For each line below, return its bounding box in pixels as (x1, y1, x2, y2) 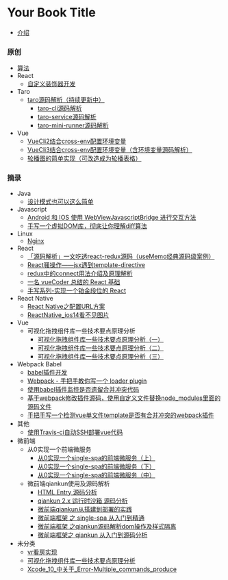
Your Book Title (7, 5, 96, 21)
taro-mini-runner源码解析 (37, 121, 110, 129)
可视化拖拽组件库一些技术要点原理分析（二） (37, 344, 164, 352)
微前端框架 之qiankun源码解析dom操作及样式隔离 (37, 522, 177, 530)
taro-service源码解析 (37, 113, 97, 121)
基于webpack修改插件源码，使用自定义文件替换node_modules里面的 (27, 394, 221, 402)
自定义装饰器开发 (27, 80, 76, 88)
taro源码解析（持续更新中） (27, 96, 105, 104)
